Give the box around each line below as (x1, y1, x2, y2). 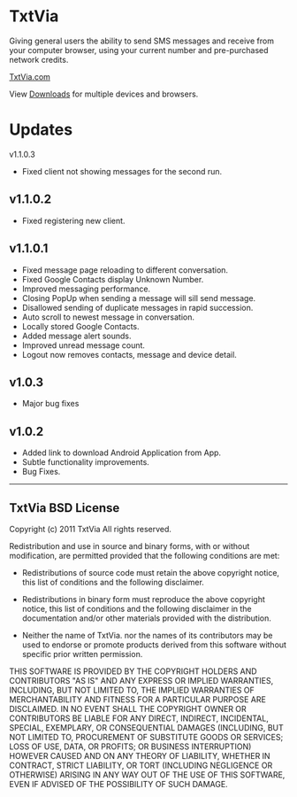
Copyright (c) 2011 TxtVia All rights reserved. (9, 523, 172, 534)
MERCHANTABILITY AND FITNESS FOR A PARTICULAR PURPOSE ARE (9, 693, 267, 705)
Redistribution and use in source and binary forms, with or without (9, 540, 250, 551)
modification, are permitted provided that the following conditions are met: (9, 550, 280, 561)
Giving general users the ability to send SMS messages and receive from (9, 35, 274, 46)
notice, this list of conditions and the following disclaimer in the (21, 603, 252, 614)
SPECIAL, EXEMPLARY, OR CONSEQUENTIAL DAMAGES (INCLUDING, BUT (9, 722, 285, 732)
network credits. (9, 54, 69, 65)
